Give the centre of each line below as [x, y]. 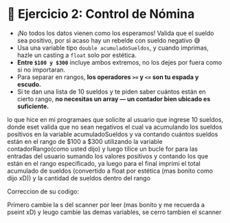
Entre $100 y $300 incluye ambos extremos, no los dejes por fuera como [119, 62]
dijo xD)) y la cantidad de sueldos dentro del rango [79, 178]
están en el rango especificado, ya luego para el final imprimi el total [104, 163]
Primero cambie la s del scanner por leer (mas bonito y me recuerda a [106, 204]
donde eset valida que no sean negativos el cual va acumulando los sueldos [115, 127]
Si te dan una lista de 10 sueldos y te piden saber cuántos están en [111, 92]
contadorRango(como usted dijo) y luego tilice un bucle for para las [102, 149]
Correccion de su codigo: [43, 191]
